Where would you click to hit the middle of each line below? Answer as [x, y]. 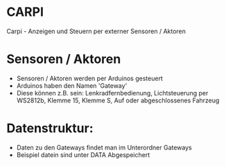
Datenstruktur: [50, 128]
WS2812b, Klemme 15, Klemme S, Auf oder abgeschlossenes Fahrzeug [118, 100]
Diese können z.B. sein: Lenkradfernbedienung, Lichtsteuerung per [112, 93]
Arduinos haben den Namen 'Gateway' [72, 85]
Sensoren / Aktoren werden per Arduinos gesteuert [90, 78]
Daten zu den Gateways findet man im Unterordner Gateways [104, 147]
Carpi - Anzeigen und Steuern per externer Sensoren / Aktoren [96, 31]
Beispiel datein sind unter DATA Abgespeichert [83, 155]
